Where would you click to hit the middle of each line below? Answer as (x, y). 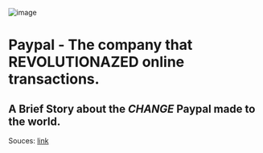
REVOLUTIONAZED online (97, 62)
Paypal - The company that (101, 45)
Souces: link (29, 141)
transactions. (54, 79)
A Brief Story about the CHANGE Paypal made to (132, 109)
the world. (35, 121)
